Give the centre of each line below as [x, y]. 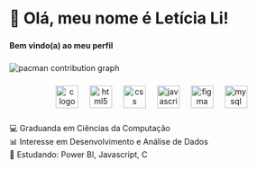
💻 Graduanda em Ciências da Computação [90, 128]
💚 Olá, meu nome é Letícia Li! [119, 18]
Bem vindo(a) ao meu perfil [61, 46]
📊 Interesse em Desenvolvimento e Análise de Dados [109, 141]
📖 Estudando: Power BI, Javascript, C [78, 154]
